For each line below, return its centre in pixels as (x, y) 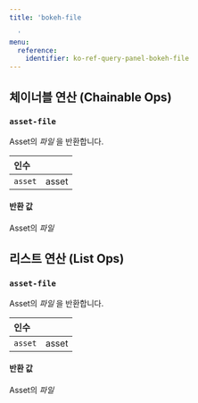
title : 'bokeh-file (45, 17)
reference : (37, 50)
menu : (19, 42)
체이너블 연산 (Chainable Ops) (91, 97)
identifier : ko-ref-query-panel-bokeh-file (107, 59)
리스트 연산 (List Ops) (67, 259)
